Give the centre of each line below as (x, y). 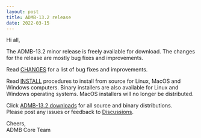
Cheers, (16, 124)
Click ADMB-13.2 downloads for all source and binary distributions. (89, 106)
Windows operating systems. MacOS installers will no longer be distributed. (100, 94)
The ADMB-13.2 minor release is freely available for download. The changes (101, 52)
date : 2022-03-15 (28, 23)
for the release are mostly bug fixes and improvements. (75, 58)
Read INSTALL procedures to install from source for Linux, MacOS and (94, 81)
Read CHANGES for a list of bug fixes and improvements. (77, 70)
